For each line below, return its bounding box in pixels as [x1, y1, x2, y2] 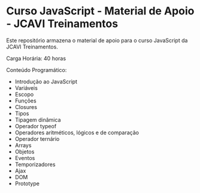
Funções [14, 97, 37, 104]
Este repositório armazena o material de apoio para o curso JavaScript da [6, 37, 188, 44]
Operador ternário [14, 135, 60, 142]
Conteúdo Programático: [6, 66, 67, 73]
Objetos [14, 148, 35, 155]
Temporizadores [14, 161, 56, 168]
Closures [14, 103, 38, 110]
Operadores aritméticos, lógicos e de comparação [14, 129, 140, 136]
